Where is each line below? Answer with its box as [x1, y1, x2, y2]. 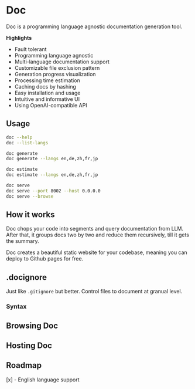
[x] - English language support [6, 376, 80, 383]
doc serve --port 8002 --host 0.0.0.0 [6, 188, 101, 194]
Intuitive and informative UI [14, 95, 80, 103]
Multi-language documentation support [14, 58, 110, 65]
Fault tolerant [14, 45, 47, 53]
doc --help [6, 134, 33, 140]
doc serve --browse [6, 193, 54, 199]
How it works [6, 209, 55, 220]
